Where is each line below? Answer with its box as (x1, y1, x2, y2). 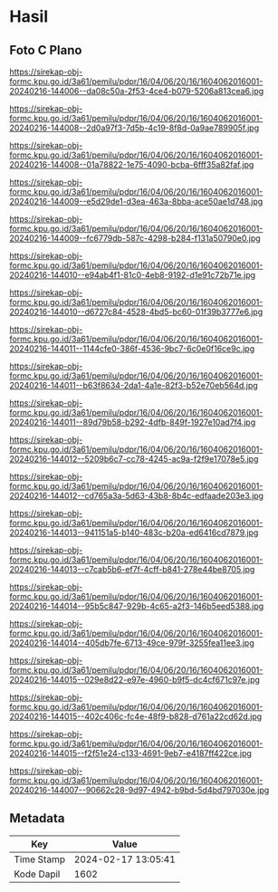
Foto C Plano (9, 43, 82, 58)
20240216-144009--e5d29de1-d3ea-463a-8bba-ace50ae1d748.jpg (9, 197, 264, 206)
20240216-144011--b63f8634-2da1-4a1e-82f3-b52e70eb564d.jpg (9, 380, 258, 390)
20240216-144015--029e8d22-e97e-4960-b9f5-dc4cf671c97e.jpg (9, 675, 261, 685)
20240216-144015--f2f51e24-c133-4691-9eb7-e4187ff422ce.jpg (9, 748, 252, 758)
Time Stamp (14, 853, 66, 866)
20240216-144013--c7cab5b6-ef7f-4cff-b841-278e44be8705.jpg (9, 564, 255, 574)
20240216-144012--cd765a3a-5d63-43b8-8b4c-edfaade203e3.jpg (9, 491, 264, 501)
